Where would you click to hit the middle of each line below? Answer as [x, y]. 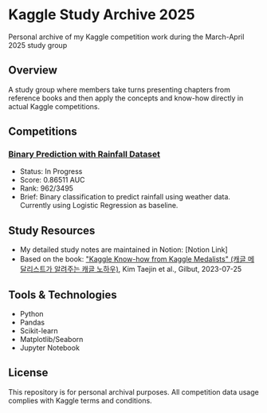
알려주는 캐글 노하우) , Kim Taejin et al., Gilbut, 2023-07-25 [148, 269]
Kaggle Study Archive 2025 [102, 15]
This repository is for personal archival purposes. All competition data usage [133, 391]
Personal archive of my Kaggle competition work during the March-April [126, 37]
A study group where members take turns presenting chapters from [120, 89]
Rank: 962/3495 [47, 188]
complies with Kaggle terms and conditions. [80, 400]
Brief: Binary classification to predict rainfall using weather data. [125, 197]
